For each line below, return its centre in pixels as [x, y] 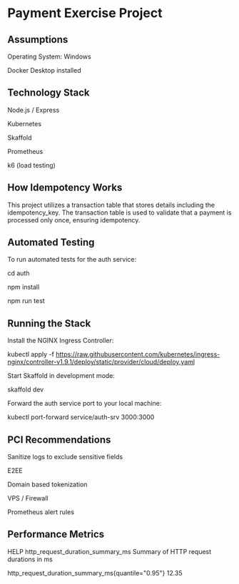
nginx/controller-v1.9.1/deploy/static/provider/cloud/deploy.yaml [101, 362]
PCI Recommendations [59, 440]
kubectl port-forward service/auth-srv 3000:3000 [81, 417]
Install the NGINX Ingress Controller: [61, 341]
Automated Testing [51, 243]
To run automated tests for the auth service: [72, 260]
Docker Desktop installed [44, 70]
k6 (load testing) [31, 165]
